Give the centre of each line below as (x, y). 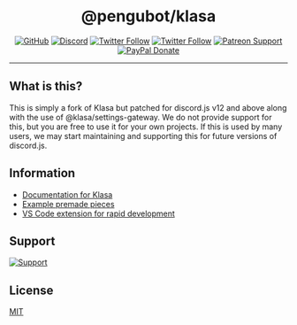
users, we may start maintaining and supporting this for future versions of (143, 135)
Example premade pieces (68, 204)
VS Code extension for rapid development (98, 213)
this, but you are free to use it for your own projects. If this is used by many (146, 127)
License (31, 290)
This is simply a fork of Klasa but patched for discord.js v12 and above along (148, 107)
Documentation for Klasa (67, 194)
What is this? (46, 86)
